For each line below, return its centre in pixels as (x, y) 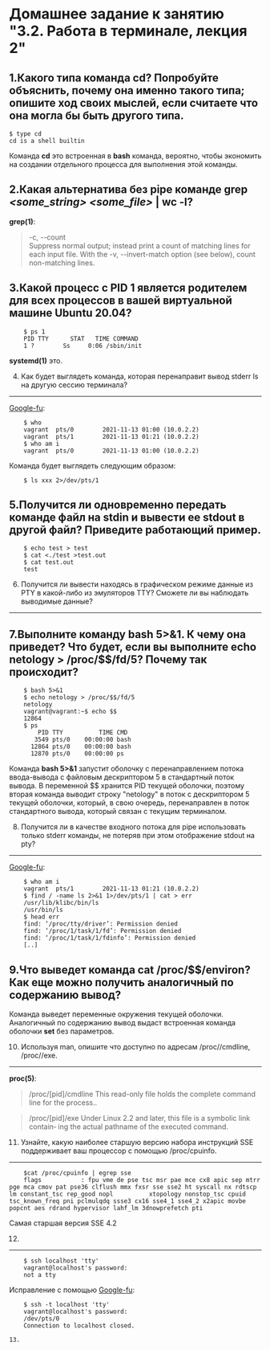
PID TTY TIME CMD (83, 733)
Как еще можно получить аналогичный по (122, 982)
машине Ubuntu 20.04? (71, 313)
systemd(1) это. (36, 360)
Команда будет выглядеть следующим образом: (93, 465)
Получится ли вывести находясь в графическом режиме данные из (137, 584)
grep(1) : (22, 221)
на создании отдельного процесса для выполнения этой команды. (124, 164)
